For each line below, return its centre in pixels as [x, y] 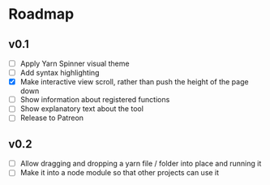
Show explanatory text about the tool [82, 109]
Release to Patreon [51, 118]
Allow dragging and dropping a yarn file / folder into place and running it [141, 164]
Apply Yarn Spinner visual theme [75, 63]
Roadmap [41, 14]
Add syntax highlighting [60, 73]
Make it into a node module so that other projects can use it [120, 173]
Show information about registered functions [95, 100]
